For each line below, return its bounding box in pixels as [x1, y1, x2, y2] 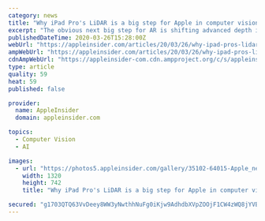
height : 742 [22, 179, 62, 187]
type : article [8, 63, 55, 71]
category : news [8, 11, 58, 20]
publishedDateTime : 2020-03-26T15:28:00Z [8, 33, 147, 42]
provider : [8, 99, 41, 107]
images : [8, 157, 34, 165]
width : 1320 [22, 171, 62, 180]
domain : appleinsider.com [15, 114, 101, 122]
